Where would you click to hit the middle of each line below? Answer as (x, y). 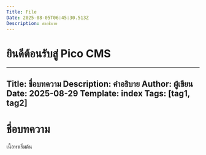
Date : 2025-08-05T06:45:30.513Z (48, 18)
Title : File (21, 12)
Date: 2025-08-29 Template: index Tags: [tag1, (98, 93)
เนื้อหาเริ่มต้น (19, 146)
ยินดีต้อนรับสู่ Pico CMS (59, 53)
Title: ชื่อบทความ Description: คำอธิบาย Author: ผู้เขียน (100, 84)
